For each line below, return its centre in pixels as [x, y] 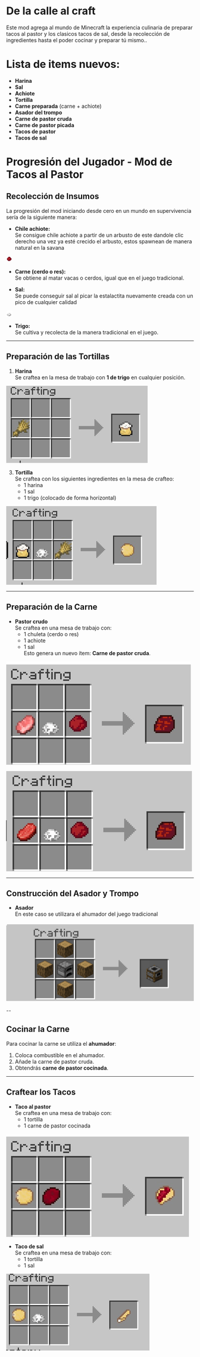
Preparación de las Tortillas [58, 357]
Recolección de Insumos [53, 196]
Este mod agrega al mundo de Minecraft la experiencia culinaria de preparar [99, 27]
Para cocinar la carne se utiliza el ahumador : [61, 1043]
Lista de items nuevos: [63, 64]
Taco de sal [29, 1246]
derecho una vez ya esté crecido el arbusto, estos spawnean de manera [103, 241]
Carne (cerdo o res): [40, 271]
